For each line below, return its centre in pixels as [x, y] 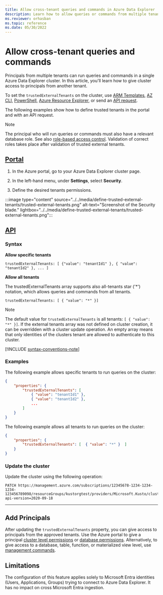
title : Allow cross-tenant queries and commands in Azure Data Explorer [80, 9]
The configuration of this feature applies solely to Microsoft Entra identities [80, 577]
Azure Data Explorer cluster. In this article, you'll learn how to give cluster [78, 81]
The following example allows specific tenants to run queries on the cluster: [81, 372]
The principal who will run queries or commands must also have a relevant [79, 134]
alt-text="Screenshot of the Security [119, 204]
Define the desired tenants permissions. [52, 190]
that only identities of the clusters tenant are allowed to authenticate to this [80, 334]
